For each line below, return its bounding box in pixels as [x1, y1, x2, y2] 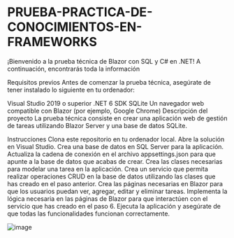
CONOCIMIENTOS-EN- [7, 19, 142, 35]
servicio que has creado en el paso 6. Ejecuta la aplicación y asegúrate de [7, 202, 221, 210]
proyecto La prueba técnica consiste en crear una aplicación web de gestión [7, 113, 228, 122]
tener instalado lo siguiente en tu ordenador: [7, 85, 135, 94]
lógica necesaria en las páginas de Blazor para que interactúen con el [7, 194, 208, 203]
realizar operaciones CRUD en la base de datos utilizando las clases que [7, 172, 216, 181]
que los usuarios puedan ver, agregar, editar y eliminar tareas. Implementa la [7, 187, 228, 195]
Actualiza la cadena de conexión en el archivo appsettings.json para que [7, 150, 217, 158]
